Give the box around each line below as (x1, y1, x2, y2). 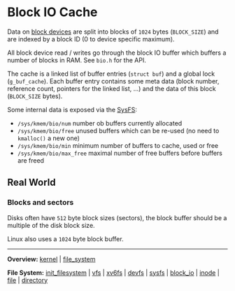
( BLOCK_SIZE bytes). (7, 92, 63, 100)
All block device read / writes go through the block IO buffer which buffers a (7, 48, 227, 57)
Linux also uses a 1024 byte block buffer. (7, 234, 124, 243)
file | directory (7, 276, 48, 284)
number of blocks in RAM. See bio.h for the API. (7, 55, 147, 64)
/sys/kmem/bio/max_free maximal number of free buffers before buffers (17, 149, 222, 157)
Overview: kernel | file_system (7, 255, 96, 263)
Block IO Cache (7, 4, 98, 20)
